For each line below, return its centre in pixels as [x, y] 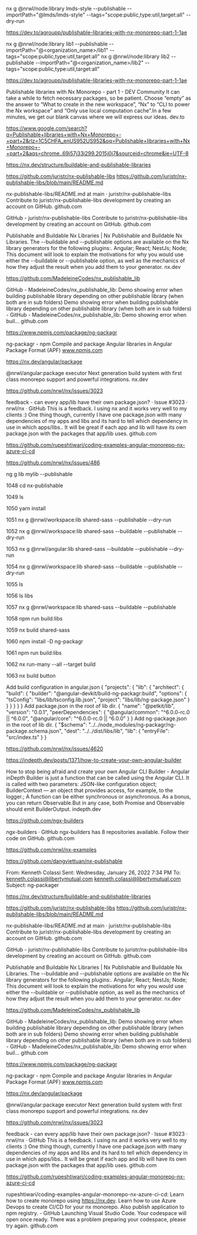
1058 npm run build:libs [34, 618]
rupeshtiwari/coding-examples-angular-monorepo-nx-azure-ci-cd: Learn [95, 1194]
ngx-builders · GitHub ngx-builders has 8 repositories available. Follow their [98, 832]
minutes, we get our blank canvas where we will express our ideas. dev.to [96, 117]
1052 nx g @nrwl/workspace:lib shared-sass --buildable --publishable [91, 531]
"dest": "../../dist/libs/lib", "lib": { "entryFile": [116, 731]
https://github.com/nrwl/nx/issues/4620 [55, 749]
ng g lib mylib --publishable [39, 474]
